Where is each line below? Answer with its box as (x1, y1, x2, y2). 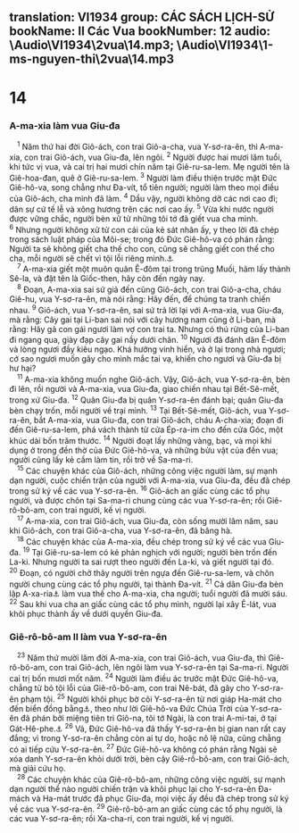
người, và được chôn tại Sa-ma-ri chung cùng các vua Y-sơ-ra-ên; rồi (9, 496, 265, 506)
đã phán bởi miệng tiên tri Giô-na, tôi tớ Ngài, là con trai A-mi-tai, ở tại (21, 712, 277, 723)
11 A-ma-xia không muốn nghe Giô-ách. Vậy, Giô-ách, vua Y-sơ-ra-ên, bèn (17, 372, 290, 385)
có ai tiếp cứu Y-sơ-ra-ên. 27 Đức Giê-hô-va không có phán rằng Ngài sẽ (9, 743, 278, 754)
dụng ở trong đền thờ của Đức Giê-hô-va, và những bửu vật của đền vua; (9, 445, 278, 456)
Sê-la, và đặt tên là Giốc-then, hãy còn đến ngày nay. (9, 273, 205, 284)
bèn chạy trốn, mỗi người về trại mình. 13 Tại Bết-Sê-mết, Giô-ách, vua (9, 404, 268, 416)
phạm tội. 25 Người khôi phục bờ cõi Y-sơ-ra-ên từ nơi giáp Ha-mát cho (21, 692, 283, 704)
